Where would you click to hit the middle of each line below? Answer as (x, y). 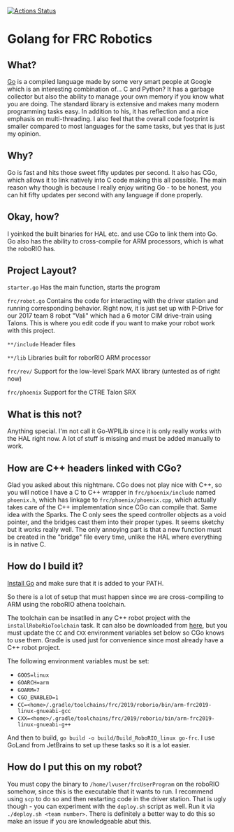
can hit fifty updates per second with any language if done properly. (105, 195)
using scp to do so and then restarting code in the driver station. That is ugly (117, 798)
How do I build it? (45, 566)
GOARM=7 (28, 690)
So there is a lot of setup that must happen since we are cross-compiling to (116, 597)
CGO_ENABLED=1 (38, 697)
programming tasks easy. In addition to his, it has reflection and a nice (108, 111)
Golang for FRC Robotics (80, 39)
